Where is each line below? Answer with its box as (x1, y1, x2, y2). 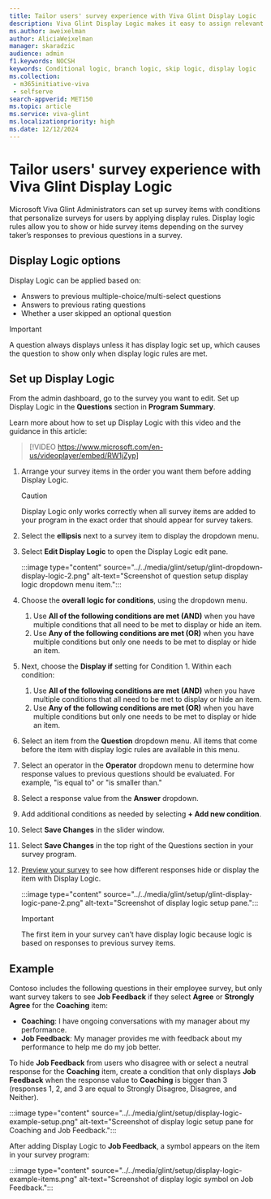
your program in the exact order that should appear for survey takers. (20, 515, 254, 525)
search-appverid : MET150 (9, 95, 93, 103)
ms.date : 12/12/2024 (9, 125, 80, 133)
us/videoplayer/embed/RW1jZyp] (28, 451, 139, 461)
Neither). (9, 1093, 39, 1102)
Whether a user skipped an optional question (20, 308, 172, 318)
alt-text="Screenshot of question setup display (91, 571, 248, 581)
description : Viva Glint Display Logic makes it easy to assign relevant (9, 19, 265, 28)
